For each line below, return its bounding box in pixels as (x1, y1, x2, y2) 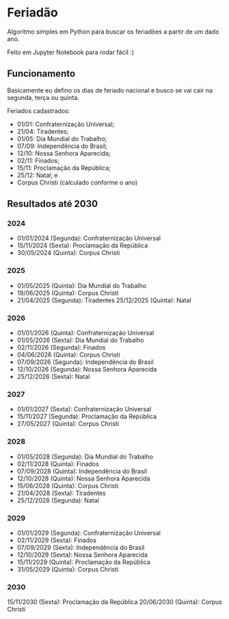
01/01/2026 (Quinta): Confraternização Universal (16, 329, 154, 337)
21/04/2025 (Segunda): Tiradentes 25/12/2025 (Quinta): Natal (16, 296, 191, 304)
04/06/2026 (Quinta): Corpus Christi (16, 351, 121, 359)
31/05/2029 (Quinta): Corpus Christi (16, 565, 119, 573)
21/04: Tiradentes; (16, 127, 69, 135)
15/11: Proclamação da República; (16, 163, 111, 172)
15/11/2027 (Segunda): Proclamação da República (16, 413, 157, 421)
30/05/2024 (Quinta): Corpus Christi (16, 249, 120, 257)
